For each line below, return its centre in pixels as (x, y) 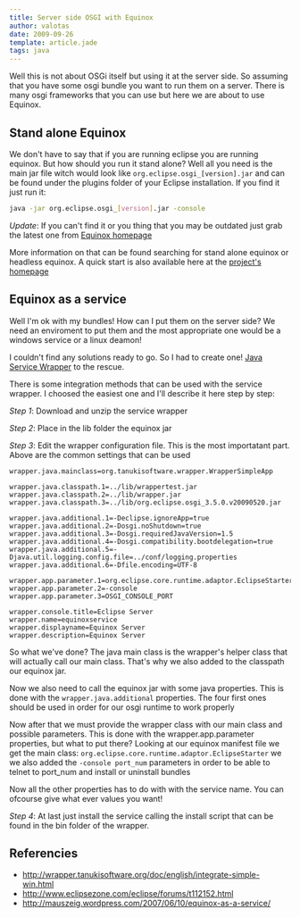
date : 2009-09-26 (42, 34)
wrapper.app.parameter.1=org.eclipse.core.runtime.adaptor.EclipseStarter (151, 580)
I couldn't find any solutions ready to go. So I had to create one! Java (136, 357)
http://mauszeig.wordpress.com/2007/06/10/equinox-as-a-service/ (146, 904)
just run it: (28, 192)
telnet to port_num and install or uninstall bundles (100, 771)
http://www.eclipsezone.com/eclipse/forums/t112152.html (128, 894)
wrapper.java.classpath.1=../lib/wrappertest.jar (104, 487)
